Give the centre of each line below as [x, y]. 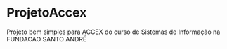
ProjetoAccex [47, 13]
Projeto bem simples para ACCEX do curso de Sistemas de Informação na [113, 32]
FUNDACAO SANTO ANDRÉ [47, 39]
